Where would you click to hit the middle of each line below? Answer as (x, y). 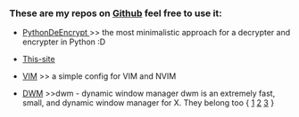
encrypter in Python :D (64, 42)
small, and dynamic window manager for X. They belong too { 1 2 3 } (148, 103)
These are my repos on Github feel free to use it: (116, 13)
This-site (38, 59)
